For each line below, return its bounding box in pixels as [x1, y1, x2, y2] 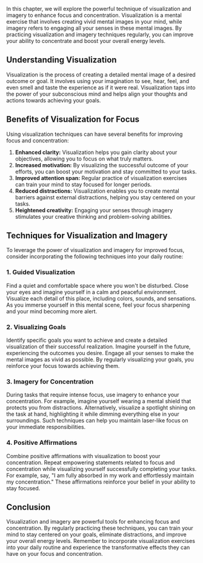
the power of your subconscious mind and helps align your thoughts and [6, 90, 188, 98]
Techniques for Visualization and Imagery [6, 230, 168, 241]
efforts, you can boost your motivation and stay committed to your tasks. [15, 168, 197, 175]
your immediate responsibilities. [6, 424, 86, 431]
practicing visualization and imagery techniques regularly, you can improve [6, 31, 194, 38]
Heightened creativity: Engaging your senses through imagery [15, 206, 173, 214]
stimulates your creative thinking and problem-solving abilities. [15, 213, 172, 220]
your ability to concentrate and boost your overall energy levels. [6, 38, 165, 44]
